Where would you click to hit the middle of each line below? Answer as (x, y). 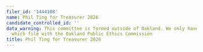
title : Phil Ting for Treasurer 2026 (54, 39)
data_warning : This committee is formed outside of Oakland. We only (96, 28)
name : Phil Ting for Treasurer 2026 (52, 17)
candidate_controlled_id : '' (43, 23)
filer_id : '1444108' (32, 12)
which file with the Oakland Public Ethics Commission (82, 34)
